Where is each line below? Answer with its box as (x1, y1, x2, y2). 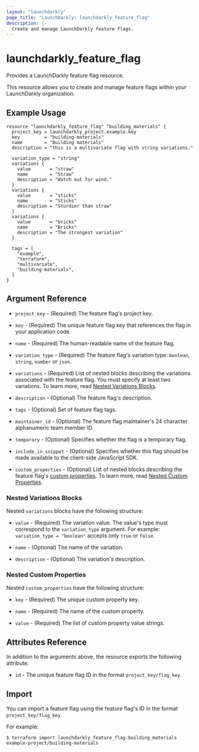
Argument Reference (6, 294, 87, 304)
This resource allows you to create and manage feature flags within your (6, 84, 187, 91)
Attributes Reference (6, 637, 87, 647)
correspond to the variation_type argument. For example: (15, 526, 160, 533)
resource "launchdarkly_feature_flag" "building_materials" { (6, 124, 166, 130)
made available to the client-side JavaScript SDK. (15, 454, 139, 461)
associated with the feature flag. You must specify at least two (15, 376, 171, 383)
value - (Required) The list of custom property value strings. (15, 619, 165, 627)
